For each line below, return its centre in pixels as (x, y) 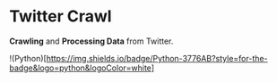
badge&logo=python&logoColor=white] (82, 68)
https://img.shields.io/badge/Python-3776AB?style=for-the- (157, 58)
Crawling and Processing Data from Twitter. (91, 41)
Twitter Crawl (61, 16)
